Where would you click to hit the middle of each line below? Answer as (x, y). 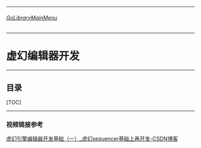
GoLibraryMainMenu (32, 17)
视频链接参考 (25, 125)
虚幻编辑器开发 (43, 56)
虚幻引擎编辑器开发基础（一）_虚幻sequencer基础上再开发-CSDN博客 (92, 139)
